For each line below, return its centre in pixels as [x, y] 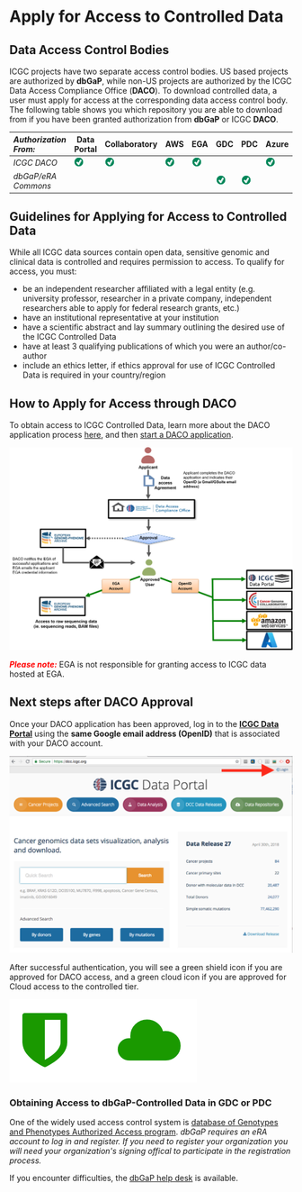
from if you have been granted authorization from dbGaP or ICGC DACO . [144, 119]
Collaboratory [131, 144]
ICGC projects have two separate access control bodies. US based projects [149, 71]
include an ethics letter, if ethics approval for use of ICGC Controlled [149, 366]
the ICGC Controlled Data [69, 337]
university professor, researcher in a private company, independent [147, 298]
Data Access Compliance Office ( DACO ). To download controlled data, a [143, 91]
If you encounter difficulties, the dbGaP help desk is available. [124, 1178]
